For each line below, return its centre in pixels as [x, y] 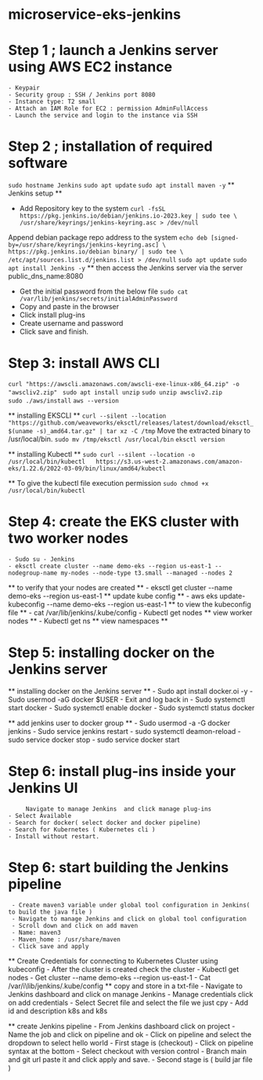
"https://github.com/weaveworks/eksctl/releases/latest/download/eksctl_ [131, 423]
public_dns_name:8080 [46, 276]
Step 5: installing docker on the [112, 653]
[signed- [225, 238]
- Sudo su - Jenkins [42, 559]
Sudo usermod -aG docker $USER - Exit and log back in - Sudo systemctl [126, 699]
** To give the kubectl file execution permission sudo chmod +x [108, 483]
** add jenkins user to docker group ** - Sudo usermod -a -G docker [119, 723]
